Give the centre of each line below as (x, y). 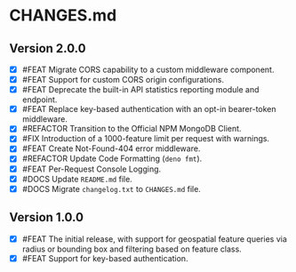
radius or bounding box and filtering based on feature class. (132, 249)
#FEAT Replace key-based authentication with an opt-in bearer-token (149, 109)
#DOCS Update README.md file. (77, 179)
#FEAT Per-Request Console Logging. (92, 169)
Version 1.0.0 (47, 217)
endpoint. (40, 100)
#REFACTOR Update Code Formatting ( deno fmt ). (112, 159)
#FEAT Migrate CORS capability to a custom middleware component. (148, 69)
